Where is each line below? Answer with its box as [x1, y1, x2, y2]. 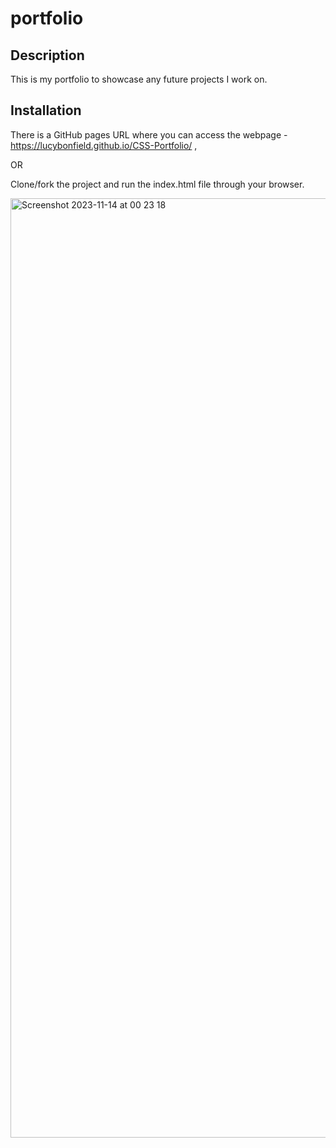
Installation [10, 102, 82, 119]
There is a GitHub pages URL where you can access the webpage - [10, 128, 288, 141]
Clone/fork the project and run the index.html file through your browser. [10, 178, 305, 190]
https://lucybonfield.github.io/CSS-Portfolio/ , [10, 139, 198, 151]
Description [10, 47, 85, 64]
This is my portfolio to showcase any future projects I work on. [10, 73, 268, 85]
